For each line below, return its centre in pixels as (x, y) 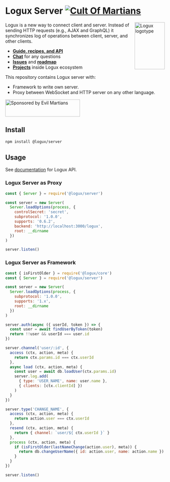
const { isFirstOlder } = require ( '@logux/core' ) (59, 273)
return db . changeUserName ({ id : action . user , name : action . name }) (91, 452)
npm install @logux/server (34, 142)
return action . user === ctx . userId (52, 419)
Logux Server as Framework (40, 263)
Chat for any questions (36, 56)
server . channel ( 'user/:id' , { (37, 348)
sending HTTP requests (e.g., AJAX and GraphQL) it (59, 30)
